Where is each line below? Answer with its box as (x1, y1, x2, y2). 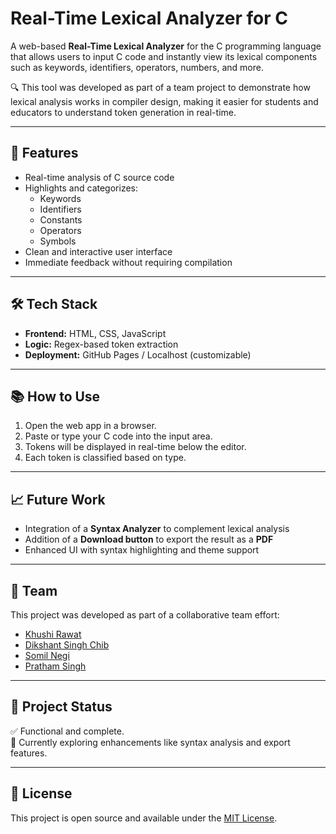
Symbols (39, 235, 77, 247)
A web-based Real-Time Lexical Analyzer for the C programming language (10, 40, 322, 52)
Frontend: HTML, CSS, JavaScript (24, 327, 167, 339)
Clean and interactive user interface (24, 245, 173, 257)
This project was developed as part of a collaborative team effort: (10, 609, 280, 621)
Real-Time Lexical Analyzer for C (10, 7, 288, 30)
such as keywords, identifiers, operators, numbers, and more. (10, 61, 264, 73)
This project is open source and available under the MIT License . (10, 812, 278, 824)
